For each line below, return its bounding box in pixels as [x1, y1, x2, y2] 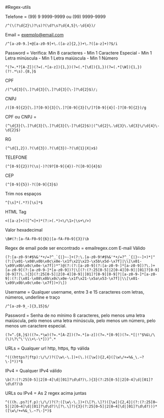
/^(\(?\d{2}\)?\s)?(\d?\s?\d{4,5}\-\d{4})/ [5, 23, 96, 28]
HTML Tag [5, 209, 27, 214]
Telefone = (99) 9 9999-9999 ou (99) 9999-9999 [5, 14, 106, 19]
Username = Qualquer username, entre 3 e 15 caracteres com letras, [5, 289, 144, 295]
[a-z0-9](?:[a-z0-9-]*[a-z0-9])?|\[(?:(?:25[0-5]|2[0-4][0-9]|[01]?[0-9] [5, 268, 160, 272]
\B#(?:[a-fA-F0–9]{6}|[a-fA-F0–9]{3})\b [5, 237, 90, 241]
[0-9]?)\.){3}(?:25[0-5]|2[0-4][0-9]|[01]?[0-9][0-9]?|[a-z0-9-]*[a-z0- [5, 272, 158, 277]
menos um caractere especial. [5, 323, 66, 328]
